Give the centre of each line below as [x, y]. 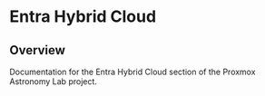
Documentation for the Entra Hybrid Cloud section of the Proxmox [132, 72]
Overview [38, 50]
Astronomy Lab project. [54, 82]
